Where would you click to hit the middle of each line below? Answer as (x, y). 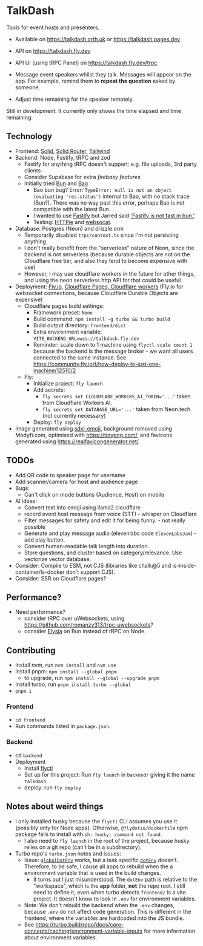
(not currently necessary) (74, 415)
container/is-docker (40, 572)
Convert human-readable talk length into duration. (87, 546)
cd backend (28, 755)
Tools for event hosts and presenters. (53, 27)
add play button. (45, 539)
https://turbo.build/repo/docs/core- (80, 924)
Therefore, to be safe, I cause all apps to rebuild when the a (98, 866)
